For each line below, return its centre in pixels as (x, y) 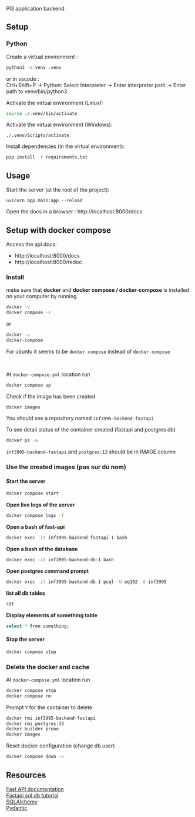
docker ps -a (22, 441)
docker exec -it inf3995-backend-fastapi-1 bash (67, 538)
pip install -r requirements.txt (47, 157)
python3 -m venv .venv (34, 67)
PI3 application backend (35, 9)
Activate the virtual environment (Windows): (59, 125)
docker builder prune (33, 729)
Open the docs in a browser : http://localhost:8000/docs (74, 212)
